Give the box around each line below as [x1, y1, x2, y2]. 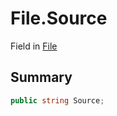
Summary [10, 69, 73, 86]
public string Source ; [10, 95, 105, 106]
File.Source [10, 7, 108, 30]
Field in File [10, 40, 58, 52]
